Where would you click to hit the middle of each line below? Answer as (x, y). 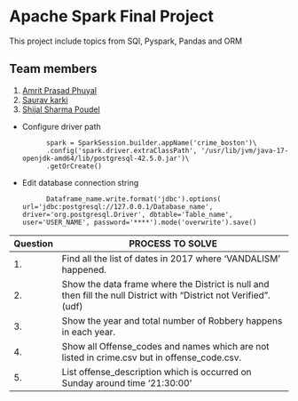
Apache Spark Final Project (112, 16)
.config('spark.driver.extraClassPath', (122, 150)
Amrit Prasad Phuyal (59, 90)
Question (33, 244)
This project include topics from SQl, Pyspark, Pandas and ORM (125, 41)
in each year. (89, 332)
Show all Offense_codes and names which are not (165, 346)
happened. (84, 269)
